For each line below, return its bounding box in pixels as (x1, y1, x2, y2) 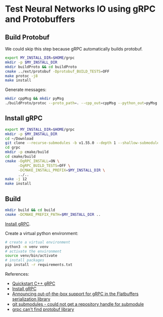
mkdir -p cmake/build (5, 150, 49, 155)
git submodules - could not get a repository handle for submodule (12, 301, 144, 307)
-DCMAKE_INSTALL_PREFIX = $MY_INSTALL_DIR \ (17, 168, 105, 173)
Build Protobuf (5, 33, 50, 41)
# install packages (5, 258, 45, 263)
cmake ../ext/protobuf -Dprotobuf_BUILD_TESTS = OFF (5, 69, 110, 74)
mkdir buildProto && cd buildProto (5, 64, 77, 69)
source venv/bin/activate (5, 253, 57, 258)
